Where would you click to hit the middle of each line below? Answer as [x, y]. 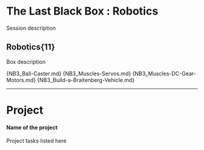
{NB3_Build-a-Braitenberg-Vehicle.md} [86, 80]
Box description [26, 61]
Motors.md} [21, 80]
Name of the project [32, 127]
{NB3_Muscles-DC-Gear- [164, 73]
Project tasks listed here [36, 141]
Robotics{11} [31, 47]
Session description [31, 28]
